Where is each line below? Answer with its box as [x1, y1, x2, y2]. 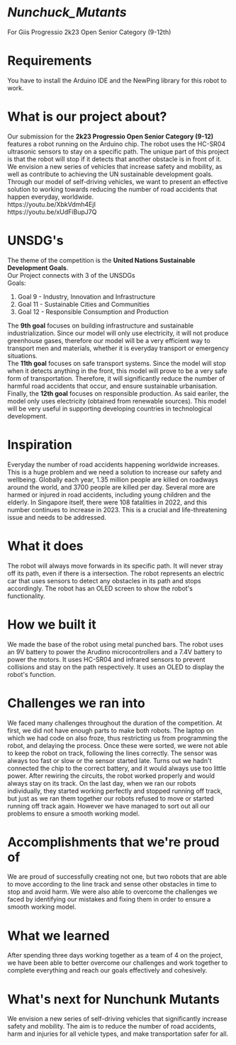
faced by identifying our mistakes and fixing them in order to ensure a [7, 895, 211, 904]
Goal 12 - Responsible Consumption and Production [17, 307, 169, 316]
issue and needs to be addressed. [7, 513, 106, 521]
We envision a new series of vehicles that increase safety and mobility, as [7, 162, 223, 170]
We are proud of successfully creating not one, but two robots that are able [7, 872, 227, 881]
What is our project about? [7, 109, 167, 125]
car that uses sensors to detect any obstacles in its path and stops [7, 576, 201, 585]
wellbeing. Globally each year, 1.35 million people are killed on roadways [7, 475, 218, 484]
